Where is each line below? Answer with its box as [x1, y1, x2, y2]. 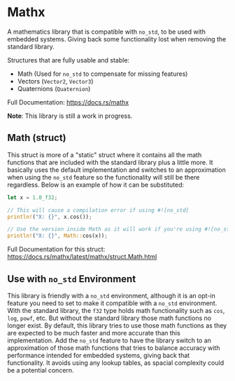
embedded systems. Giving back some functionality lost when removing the [7, 34, 227, 43]
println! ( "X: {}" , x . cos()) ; [7, 213, 92, 220]
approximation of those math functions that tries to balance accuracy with [7, 343, 220, 352]
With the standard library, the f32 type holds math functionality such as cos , [7, 306, 225, 314]
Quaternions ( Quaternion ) [17, 84, 91, 93]
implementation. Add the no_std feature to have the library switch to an [7, 336, 212, 345]
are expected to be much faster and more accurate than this [7, 328, 180, 337]
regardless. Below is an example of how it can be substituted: [7, 180, 185, 189]
